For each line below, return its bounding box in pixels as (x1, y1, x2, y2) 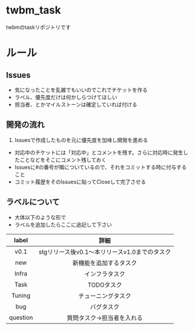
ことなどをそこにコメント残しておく (19, 156, 107, 163)
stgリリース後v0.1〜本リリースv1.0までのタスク (39, 247, 171, 256)
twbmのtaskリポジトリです (6, 23, 71, 30)
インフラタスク (84, 270, 126, 278)
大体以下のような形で (14, 213, 66, 220)
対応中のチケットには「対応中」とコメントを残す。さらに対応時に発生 (14, 149, 183, 156)
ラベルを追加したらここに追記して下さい (14, 221, 112, 228)
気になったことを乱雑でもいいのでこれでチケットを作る (14, 86, 148, 93)
